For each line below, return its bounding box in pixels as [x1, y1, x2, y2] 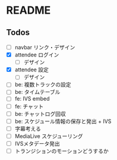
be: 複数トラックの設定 [14, 81, 71, 88]
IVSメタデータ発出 [14, 140, 61, 147]
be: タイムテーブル [14, 89, 61, 96]
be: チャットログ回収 [14, 110, 67, 117]
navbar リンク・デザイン [14, 44, 75, 51]
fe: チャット [14, 102, 44, 110]
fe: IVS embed [14, 95, 50, 102]
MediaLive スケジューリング [14, 132, 83, 140]
